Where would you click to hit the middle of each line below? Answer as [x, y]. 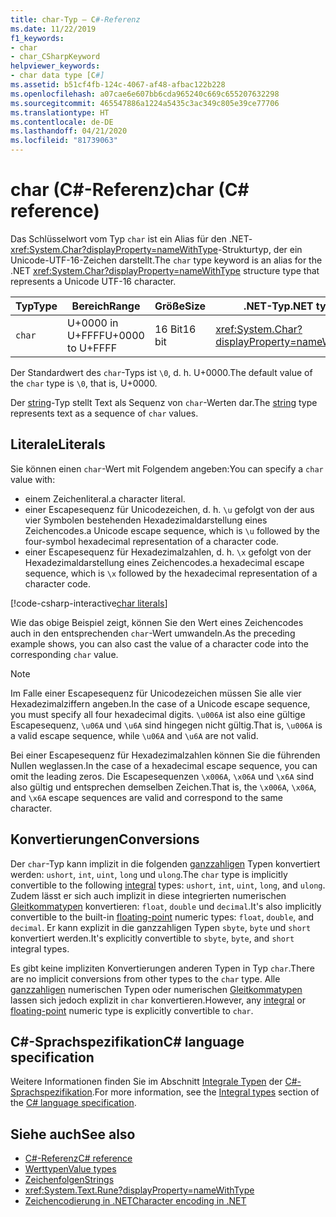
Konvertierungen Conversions [105, 839]
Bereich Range [106, 306]
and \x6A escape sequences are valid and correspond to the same [147, 797]
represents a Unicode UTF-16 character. [93, 281]
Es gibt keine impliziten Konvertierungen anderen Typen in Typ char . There [162, 968]
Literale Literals [58, 444]
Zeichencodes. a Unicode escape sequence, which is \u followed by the [172, 530]
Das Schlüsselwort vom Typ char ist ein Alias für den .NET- [131, 238]
